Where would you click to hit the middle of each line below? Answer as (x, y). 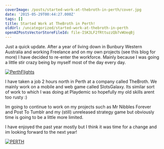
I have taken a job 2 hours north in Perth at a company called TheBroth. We (81, 81)
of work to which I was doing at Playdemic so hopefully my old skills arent (80, 92)
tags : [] (14, 19)
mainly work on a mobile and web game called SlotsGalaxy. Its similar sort (80, 87)
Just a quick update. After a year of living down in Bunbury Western (74, 47)
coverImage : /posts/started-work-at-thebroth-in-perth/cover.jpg (73, 10)
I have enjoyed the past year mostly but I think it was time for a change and (81, 127)
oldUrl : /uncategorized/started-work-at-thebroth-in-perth (67, 28)
